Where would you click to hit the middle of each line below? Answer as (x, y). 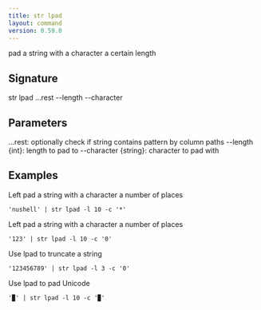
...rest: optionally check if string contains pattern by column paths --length (131, 142)
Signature (33, 78)
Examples (33, 175)
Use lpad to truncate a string (55, 253)
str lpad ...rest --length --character (65, 97)
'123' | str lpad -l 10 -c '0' (60, 239)
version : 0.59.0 (35, 30)
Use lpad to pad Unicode (49, 283)
